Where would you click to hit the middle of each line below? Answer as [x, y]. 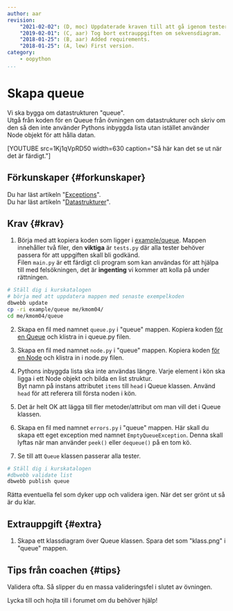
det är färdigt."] [29, 156]
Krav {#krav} [36, 223]
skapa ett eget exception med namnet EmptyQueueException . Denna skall [120, 435]
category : [21, 53]
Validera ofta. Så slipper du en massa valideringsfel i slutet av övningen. [110, 587]
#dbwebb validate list [40, 475]
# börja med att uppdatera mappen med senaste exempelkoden [96, 296]
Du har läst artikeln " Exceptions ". [54, 194]
